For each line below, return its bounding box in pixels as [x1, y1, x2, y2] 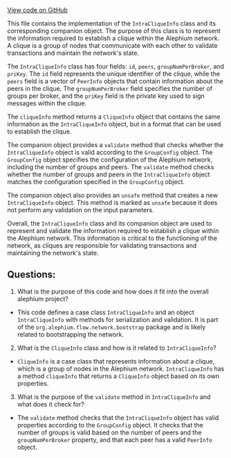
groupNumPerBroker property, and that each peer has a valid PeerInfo [17, 435, 212, 443]
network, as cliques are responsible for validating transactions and [7, 241, 197, 249]
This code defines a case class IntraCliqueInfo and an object [17, 308, 195, 316]
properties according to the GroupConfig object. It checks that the [17, 421, 204, 429]
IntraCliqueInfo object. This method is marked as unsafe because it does [7, 198, 218, 207]
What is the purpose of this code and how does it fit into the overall [17, 287, 209, 296]
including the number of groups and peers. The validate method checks [7, 163, 214, 171]
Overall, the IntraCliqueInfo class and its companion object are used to [7, 219, 212, 228]
